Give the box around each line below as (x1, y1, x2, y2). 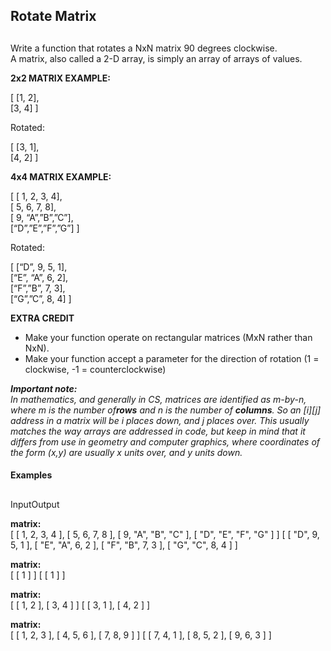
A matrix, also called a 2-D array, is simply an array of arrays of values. (10, 52, 303, 64)
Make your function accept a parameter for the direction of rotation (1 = (24, 352, 320, 364)
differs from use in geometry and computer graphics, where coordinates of (10, 435, 321, 448)
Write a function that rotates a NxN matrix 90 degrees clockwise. (10, 42, 278, 54)
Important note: (10, 382, 78, 394)
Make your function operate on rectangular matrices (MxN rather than (24, 331, 313, 343)
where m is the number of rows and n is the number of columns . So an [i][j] (10, 404, 322, 416)
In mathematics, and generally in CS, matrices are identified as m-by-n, (10, 393, 307, 405)
